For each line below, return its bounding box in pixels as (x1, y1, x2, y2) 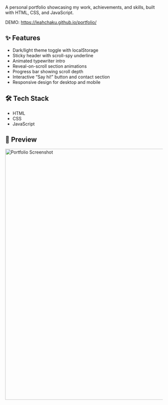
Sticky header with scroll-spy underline (12, 52, 93, 58)
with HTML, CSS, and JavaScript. (5, 10, 74, 16)
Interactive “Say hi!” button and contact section (12, 74, 110, 80)
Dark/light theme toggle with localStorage (12, 47, 98, 53)
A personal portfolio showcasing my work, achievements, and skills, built (5, 5, 155, 10)
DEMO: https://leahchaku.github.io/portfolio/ (5, 20, 96, 25)
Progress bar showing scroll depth (12, 68, 83, 74)
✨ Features (5, 34, 40, 42)
